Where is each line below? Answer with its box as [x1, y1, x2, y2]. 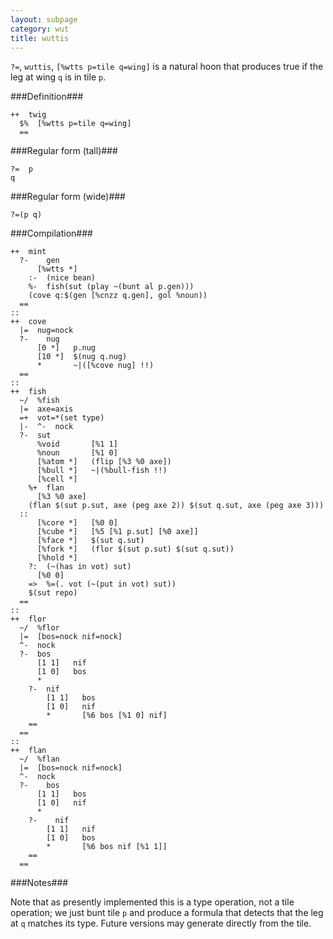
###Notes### [10, 877, 69, 889]
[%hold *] [36, 553, 78, 563]
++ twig [10, 110, 47, 120]
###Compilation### [10, 227, 93, 240]
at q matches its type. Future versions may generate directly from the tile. [10, 917, 312, 930]
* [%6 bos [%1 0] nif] [46, 711, 168, 721]
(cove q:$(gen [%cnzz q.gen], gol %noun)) [28, 291, 208, 301]
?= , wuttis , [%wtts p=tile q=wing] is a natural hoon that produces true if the [10, 61, 324, 73]
